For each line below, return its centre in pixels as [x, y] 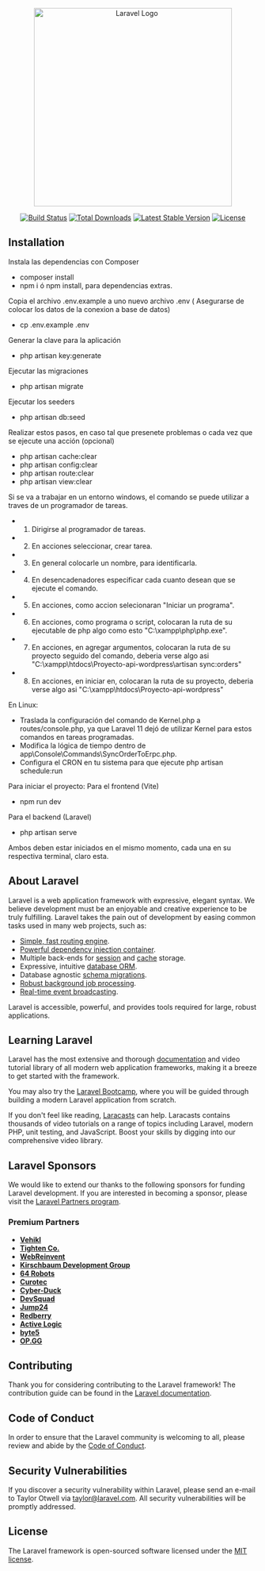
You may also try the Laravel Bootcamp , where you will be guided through [129, 1092]
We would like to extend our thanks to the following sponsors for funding [127, 1185]
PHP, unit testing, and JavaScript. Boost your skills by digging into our [122, 1132]
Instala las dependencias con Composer [74, 261]
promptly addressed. [42, 1506]
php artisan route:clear [57, 473]
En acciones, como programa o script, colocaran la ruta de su [132, 622]
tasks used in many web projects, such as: [78, 926]
